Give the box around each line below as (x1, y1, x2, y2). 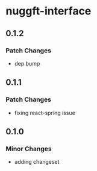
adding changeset (14, 158, 60, 166)
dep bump (14, 60, 40, 67)
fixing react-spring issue (14, 109, 76, 116)
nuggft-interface (5, 4, 92, 18)
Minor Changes (5, 145, 52, 153)
